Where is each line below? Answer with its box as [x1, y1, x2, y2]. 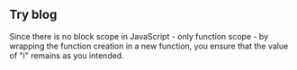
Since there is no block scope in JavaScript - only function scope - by [9, 31, 269, 41]
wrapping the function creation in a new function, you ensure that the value [9, 40, 289, 51]
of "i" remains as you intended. [9, 49, 124, 61]
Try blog [9, 7, 58, 22]
